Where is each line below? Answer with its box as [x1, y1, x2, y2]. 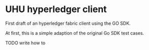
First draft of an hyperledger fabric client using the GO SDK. [5, 20, 131, 26]
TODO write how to [5, 39, 46, 46]
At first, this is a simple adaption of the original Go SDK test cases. [5, 30, 144, 36]
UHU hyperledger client [5, 4, 107, 15]
